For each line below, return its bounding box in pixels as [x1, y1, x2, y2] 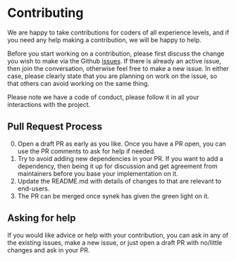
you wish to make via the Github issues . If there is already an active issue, [7, 56, 222, 65]
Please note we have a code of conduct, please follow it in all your [7, 93, 199, 101]
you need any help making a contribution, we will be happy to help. [7, 35, 202, 44]
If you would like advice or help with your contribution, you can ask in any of [7, 231, 229, 239]
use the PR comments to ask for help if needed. [17, 146, 156, 155]
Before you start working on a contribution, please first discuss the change [7, 49, 225, 58]
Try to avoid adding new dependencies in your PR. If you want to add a [17, 154, 223, 163]
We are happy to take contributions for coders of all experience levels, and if [7, 28, 230, 37]
